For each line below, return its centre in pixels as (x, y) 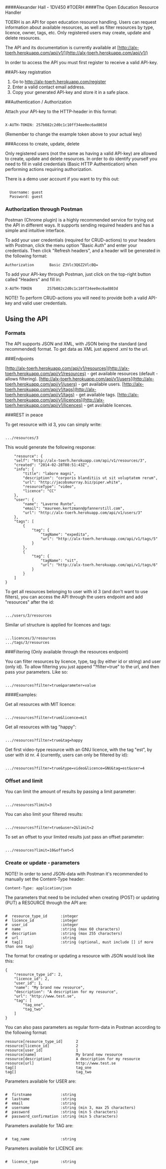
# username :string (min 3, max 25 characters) (70, 1107)
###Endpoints (20, 358)
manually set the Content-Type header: (45, 879)
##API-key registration (28, 72)
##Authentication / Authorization (38, 102)
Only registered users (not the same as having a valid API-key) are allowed (81, 153)
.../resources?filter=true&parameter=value (51, 685)
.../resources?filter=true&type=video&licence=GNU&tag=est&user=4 (75, 768)
